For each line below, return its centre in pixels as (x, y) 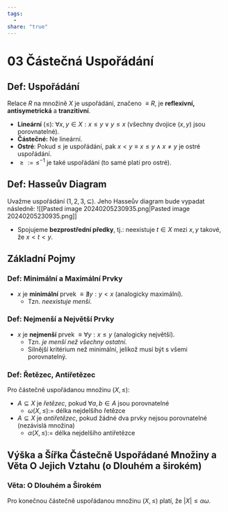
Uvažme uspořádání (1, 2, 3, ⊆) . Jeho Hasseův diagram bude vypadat (106, 201)
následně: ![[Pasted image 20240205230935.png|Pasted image (99, 208)
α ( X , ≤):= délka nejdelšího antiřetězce (81, 433)
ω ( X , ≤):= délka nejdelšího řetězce (76, 411)
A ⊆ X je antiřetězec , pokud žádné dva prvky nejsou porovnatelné (112, 418)
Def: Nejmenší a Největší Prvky (61, 319)
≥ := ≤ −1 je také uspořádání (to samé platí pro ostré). (96, 162)
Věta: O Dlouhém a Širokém (55, 486)
